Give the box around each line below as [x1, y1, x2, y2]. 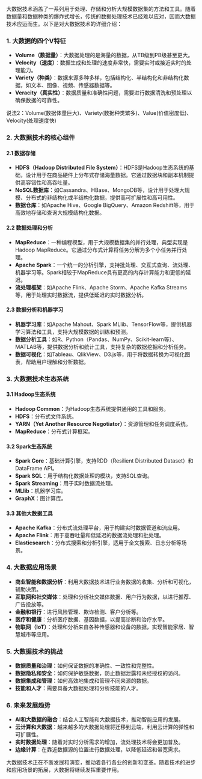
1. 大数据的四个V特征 [6, 37, 66, 45]
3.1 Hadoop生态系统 [6, 390, 56, 398]
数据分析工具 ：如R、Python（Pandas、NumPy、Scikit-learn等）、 [14, 336, 177, 343]
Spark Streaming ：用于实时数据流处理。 [14, 480, 116, 487]
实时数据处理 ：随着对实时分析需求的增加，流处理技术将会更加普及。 [14, 739, 184, 746]
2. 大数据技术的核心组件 [6, 134, 75, 142]
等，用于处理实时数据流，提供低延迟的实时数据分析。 [14, 291, 147, 298]
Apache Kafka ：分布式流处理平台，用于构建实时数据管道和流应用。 [14, 524, 183, 531]
